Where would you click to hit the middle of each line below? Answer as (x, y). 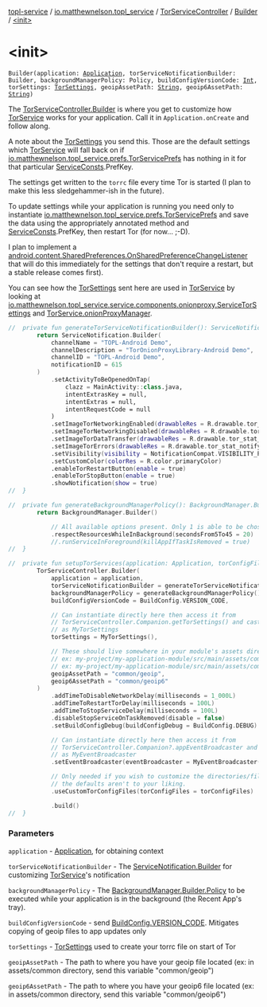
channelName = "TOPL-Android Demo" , (111, 343)
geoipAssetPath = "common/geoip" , (108, 674)
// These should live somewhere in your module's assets (147, 652)
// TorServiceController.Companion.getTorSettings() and (147, 622)
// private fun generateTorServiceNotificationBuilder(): (108, 327)
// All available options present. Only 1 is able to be (147, 527)
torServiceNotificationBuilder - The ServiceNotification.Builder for (120, 866)
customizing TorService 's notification (69, 875)
